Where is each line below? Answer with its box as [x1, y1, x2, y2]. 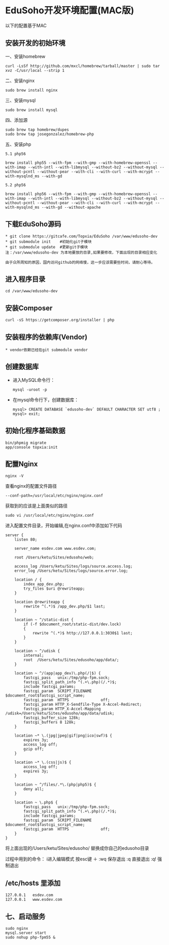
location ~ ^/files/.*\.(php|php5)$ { [14, 782, 96, 787]
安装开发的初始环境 [5, 39, 65, 47]
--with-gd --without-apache [41, 205, 101, 210]
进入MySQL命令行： [12, 377, 55, 383]
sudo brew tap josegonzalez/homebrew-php [5, 131, 94, 136]
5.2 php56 [5, 182, 26, 187]
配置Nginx [5, 460, 38, 468]
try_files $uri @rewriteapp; [23, 586, 85, 591]
